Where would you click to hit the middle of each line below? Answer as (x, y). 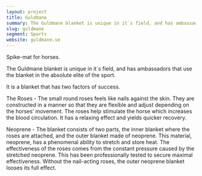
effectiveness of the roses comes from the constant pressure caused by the (100, 149)
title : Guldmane (26, 17)
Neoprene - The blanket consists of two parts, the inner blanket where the (98, 129)
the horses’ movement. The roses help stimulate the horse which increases (99, 111)
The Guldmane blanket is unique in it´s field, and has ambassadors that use (99, 69)
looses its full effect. (31, 168)
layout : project (26, 12)
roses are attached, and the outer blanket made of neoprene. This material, (99, 136)
